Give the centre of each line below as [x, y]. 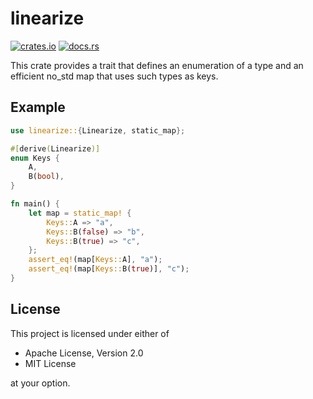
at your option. [40, 383]
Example [38, 107]
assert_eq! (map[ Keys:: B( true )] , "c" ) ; [109, 269]
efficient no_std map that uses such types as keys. [114, 76]
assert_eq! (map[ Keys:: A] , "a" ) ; [95, 260]
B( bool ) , [46, 177]
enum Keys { [35, 158]
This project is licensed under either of [90, 333]
